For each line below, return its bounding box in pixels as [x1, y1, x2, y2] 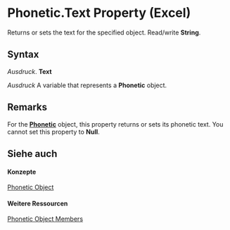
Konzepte [7, 167, 37, 176]
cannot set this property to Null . [7, 127, 100, 136]
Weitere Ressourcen [7, 199, 68, 207]
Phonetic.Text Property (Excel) [7, 5, 191, 21]
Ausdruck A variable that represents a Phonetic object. [7, 81, 167, 89]
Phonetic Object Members [7, 215, 83, 223]
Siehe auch [7, 148, 58, 160]
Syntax [7, 49, 39, 60]
